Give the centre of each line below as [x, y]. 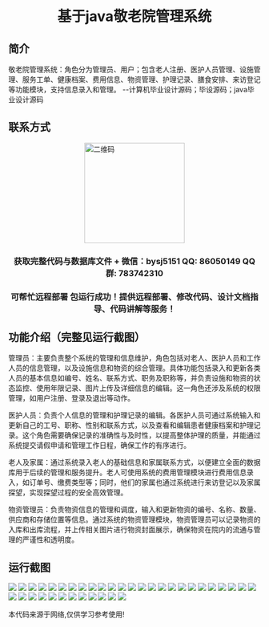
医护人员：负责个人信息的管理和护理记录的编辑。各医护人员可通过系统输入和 [134, 415]
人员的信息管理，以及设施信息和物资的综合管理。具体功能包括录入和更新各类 [134, 368]
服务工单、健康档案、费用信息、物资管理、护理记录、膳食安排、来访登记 [141, 79]
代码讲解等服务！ [143, 308]
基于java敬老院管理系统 [134, 16]
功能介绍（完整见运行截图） [77, 338]
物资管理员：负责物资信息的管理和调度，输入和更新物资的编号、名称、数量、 [134, 510]
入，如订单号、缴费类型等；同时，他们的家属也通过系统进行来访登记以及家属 [134, 482]
